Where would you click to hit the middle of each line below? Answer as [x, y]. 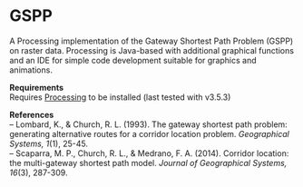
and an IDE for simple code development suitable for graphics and [133, 60]
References [32, 114]
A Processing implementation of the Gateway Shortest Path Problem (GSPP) [151, 41]
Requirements [37, 87]
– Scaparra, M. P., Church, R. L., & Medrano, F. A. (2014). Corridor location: [149, 153]
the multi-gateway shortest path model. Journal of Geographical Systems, [148, 162]
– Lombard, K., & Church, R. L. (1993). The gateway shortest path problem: [148, 124]
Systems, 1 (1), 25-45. [49, 143]
